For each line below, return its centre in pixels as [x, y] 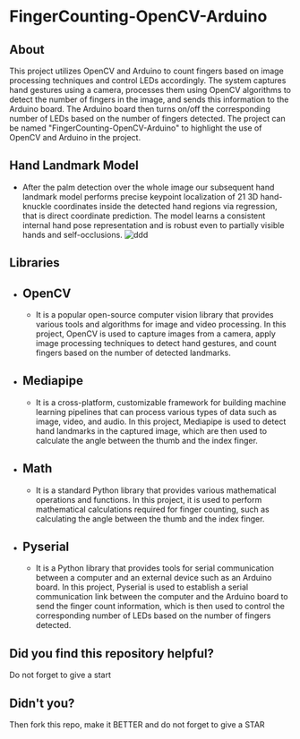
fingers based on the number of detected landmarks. [133, 353]
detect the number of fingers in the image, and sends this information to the [149, 99]
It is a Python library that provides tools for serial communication [155, 568]
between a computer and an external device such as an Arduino [154, 578]
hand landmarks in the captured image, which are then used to [151, 430]
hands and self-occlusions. [72, 234]
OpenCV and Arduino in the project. [75, 137]
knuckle [37, 206]
